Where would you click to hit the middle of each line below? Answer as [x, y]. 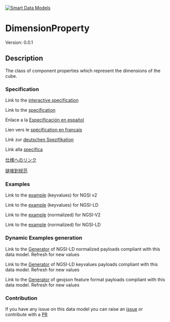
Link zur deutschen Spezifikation [40, 140]
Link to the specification [30, 110]
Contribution [21, 298]
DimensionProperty [47, 28]
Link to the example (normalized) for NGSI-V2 [53, 215]
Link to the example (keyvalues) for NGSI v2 [51, 195]
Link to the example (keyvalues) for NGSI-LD [52, 205]
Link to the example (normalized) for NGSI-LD [53, 225]
